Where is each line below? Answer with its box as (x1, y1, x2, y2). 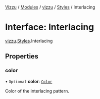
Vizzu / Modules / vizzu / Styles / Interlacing (5, 4, 96, 10)
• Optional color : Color (5, 78, 52, 84)
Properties (5, 52, 39, 61)
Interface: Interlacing (5, 22, 94, 33)
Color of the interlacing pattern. (5, 88, 69, 94)
